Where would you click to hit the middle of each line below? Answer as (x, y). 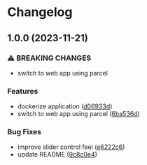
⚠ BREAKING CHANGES (49, 58)
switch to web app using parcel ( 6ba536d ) (78, 114)
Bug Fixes (24, 132)
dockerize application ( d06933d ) (65, 106)
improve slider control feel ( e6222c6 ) (71, 147)
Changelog (40, 12)
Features (23, 91)
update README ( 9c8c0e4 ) (57, 155)
